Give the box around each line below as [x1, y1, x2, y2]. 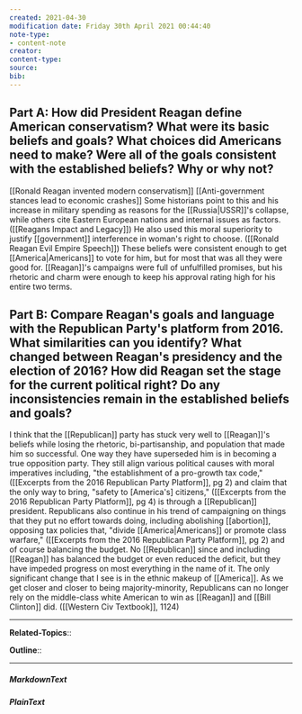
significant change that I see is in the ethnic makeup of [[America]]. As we [9, 573, 284, 583]
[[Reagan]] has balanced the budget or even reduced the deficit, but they [9, 554, 281, 565]
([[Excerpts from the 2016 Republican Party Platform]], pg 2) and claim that [9, 477, 288, 488]
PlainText [9, 697, 45, 708]
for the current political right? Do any [9, 377, 220, 393]
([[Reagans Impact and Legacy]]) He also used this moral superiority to [9, 223, 272, 234]
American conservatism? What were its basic [9, 119, 270, 135]
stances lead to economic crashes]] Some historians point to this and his [9, 194, 279, 205]
